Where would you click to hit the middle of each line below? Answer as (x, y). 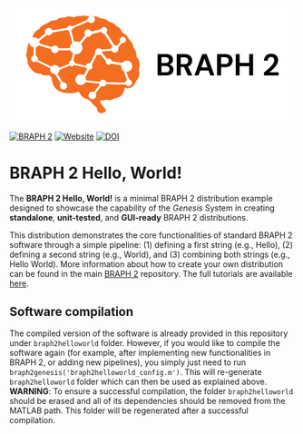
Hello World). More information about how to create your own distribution (147, 264)
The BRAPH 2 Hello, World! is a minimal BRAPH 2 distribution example (142, 198)
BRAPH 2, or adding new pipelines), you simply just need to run (128, 362)
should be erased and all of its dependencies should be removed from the (147, 401)
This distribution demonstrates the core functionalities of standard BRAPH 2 (151, 235)
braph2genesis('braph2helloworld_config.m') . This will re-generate (136, 372)
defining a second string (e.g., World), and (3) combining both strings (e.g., (150, 254)
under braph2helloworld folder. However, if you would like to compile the (145, 343)
